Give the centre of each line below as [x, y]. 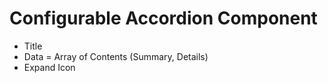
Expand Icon [49, 67]
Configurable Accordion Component [163, 18]
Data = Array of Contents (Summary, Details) [116, 56]
